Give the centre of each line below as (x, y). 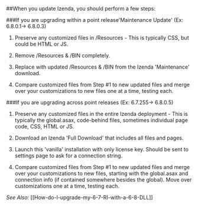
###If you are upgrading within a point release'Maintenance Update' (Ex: (95, 20)
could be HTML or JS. (41, 44)
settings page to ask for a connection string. (69, 156)
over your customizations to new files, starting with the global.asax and (101, 173)
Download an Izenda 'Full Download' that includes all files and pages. (99, 138)
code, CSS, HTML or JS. (44, 126)
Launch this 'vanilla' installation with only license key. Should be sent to (102, 149)
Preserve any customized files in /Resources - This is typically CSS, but (102, 38)
